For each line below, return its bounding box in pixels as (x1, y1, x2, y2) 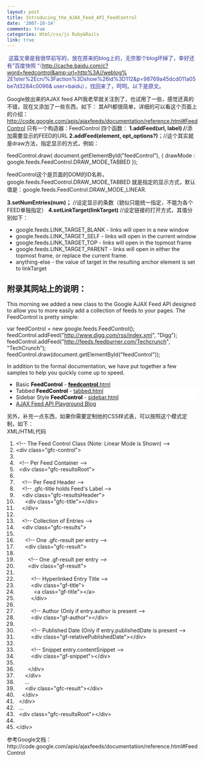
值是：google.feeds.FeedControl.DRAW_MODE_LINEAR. (7, 186, 147, 193)
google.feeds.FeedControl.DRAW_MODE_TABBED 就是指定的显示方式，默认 (7, 178, 196, 186)
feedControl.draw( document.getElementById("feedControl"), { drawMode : (7, 152, 196, 159)
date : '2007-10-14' (7, 20, 56, 26)
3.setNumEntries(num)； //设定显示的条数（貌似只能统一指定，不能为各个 (7, 199, 194, 206)
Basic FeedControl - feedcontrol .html (15, 380, 111, 388)
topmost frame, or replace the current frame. (15, 252, 128, 259)
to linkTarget (15, 265, 47, 272)
